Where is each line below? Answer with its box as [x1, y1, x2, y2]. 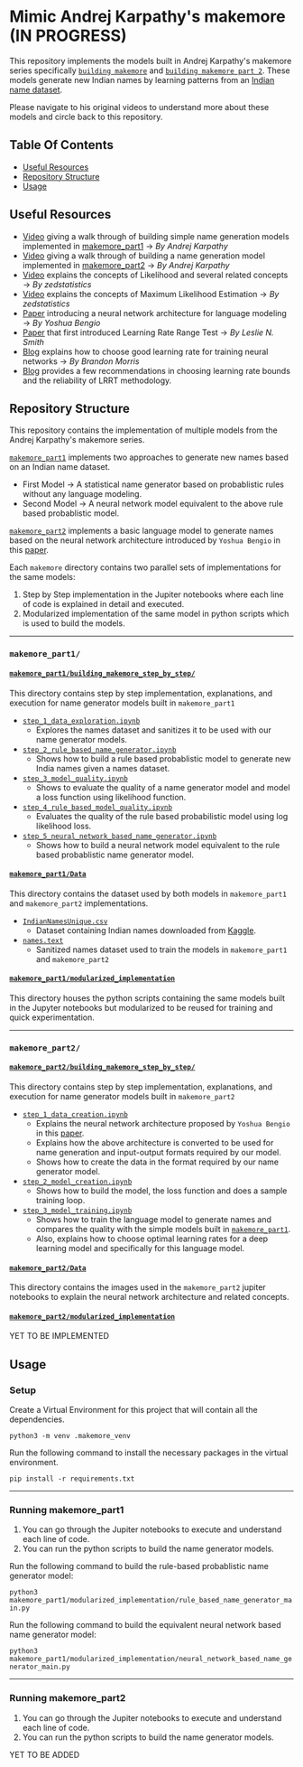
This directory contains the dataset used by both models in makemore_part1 [9, 888, 287, 899]
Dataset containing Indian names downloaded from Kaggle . [35, 924, 257, 936]
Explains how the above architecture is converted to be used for [35, 1137, 274, 1148]
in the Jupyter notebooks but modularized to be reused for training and [9, 1002, 273, 1013]
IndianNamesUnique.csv [22, 917, 108, 926]
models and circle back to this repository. [9, 111, 163, 122]
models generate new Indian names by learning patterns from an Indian [9, 74, 275, 85]
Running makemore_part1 [9, 1504, 124, 1517]
